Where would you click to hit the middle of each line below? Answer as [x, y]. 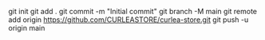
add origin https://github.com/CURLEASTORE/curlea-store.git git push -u [129, 20]
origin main [27, 28]
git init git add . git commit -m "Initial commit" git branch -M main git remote [133, 11]
